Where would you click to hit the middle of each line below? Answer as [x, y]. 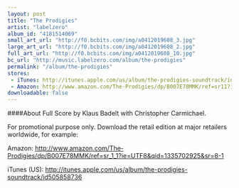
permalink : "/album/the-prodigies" [60, 67]
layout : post [27, 14]
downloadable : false [38, 93]
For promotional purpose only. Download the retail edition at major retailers [117, 127]
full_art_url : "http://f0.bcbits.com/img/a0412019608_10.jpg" [101, 54]
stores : [19, 73]
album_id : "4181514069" [43, 34]
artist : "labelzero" [38, 27]
